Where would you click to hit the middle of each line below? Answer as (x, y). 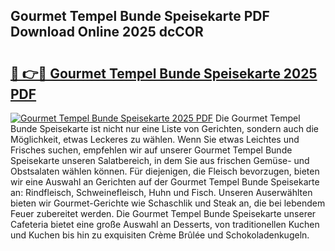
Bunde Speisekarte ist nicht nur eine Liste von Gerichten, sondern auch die (164, 128)
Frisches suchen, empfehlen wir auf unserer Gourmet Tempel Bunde (151, 150)
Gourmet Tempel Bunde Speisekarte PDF (140, 16)
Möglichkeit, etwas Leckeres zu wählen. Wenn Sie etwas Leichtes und (155, 139)
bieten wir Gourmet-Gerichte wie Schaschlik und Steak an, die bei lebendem (168, 203)
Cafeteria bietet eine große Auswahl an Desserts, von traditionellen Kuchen (165, 224)
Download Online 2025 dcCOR (107, 32)
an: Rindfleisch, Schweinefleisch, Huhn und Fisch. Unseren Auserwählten (161, 192)
